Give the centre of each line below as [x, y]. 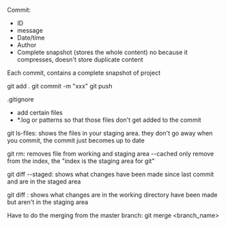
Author [27, 45]
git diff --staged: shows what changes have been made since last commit [111, 174]
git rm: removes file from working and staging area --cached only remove [111, 154]
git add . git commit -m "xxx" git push [60, 86]
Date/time [31, 38]
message [30, 30]
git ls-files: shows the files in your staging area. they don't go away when [110, 133]
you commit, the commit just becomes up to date [76, 140]
